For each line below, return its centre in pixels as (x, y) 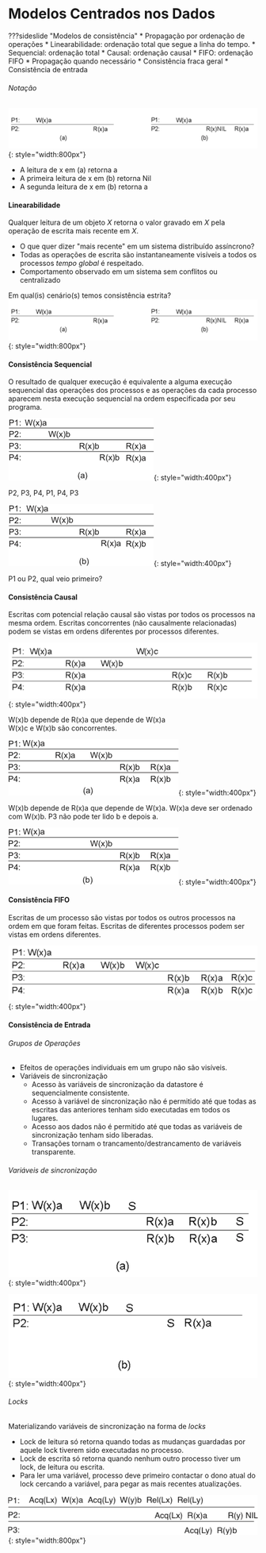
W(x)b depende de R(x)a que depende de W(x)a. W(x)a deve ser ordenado (131, 807)
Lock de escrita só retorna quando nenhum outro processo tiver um (130, 1459)
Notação (23, 87)
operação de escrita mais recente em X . (74, 231)
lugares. (45, 1118)
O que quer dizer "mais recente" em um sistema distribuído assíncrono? (137, 246)
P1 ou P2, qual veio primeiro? (55, 579)
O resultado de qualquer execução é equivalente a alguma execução (120, 382)
